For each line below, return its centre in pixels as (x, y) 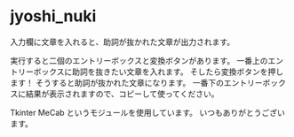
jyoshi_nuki (53, 16)
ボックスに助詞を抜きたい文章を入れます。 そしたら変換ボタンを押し (159, 72)
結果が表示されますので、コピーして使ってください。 (122, 94)
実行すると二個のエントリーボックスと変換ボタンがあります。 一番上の (139, 60)
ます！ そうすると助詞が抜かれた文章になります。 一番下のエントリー (136, 82)
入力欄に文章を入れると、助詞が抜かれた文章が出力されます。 (123, 42)
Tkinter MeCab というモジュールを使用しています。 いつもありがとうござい (147, 112)
